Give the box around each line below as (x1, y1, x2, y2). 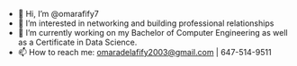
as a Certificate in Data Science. (17, 37, 138, 47)
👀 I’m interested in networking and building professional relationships (17, 18, 274, 29)
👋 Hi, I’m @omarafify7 (17, 9, 99, 19)
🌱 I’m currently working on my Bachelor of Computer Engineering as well (17, 28, 288, 37)
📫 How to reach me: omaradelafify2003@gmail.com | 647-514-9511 (17, 47, 272, 57)
